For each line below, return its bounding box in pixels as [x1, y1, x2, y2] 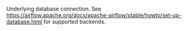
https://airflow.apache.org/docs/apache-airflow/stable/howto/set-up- [6, 12, 182, 19]
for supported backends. [43, 18, 106, 25]
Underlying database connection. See [6, 5, 102, 12]
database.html [6, 18, 43, 25]
